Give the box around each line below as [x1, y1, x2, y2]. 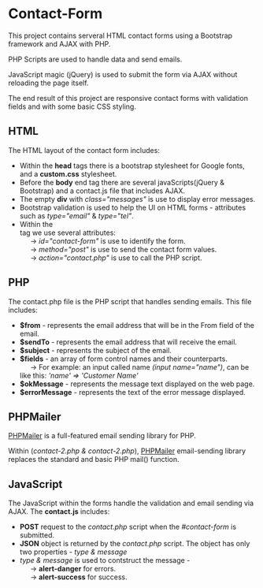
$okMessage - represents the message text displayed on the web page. [19, 379, 255, 389]
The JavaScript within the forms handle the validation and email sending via [8, 498, 254, 508]
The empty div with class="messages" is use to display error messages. [19, 194, 256, 203]
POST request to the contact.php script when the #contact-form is [19, 522, 237, 532]
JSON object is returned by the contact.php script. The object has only [19, 539, 250, 549]
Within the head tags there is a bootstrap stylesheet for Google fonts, [19, 161, 246, 170]
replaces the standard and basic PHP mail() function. [8, 455, 180, 464]
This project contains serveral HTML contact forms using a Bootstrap [8, 31, 233, 40]
